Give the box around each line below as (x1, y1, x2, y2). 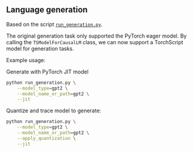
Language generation (6, 5, 88, 15)
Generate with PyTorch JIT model (6, 68, 88, 75)
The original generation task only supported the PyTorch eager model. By (6, 32, 187, 39)
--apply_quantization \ (17, 135, 76, 141)
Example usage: (6, 56, 46, 63)
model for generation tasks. (6, 45, 74, 52)
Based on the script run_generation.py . (6, 20, 103, 27)
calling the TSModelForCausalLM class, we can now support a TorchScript (6, 38, 183, 45)
